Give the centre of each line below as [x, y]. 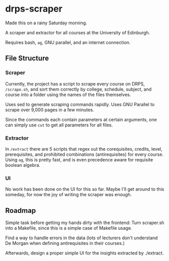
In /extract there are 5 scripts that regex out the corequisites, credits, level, [84, 149]
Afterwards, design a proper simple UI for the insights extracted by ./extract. [84, 253]
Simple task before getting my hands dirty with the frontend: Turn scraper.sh [85, 223]
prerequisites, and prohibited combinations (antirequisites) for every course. [84, 154]
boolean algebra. [23, 165]
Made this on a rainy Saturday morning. [46, 23]
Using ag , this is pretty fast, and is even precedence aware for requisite [79, 159]
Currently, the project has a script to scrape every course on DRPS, [75, 83]
